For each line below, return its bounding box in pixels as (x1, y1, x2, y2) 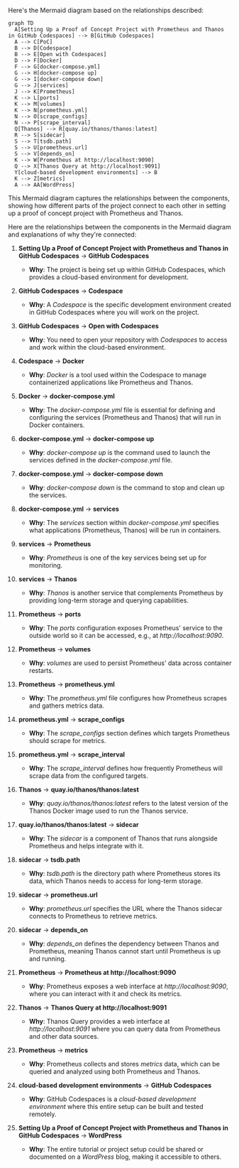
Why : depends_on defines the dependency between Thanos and (28, 939, 219, 948)
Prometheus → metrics (18, 1046, 88, 1054)
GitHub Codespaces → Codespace (18, 287, 123, 295)
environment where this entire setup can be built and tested (28, 1103, 204, 1110)
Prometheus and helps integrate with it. (28, 842, 144, 850)
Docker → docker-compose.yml (18, 392, 116, 400)
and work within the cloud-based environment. (28, 343, 166, 351)
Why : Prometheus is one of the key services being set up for (28, 553, 207, 562)
